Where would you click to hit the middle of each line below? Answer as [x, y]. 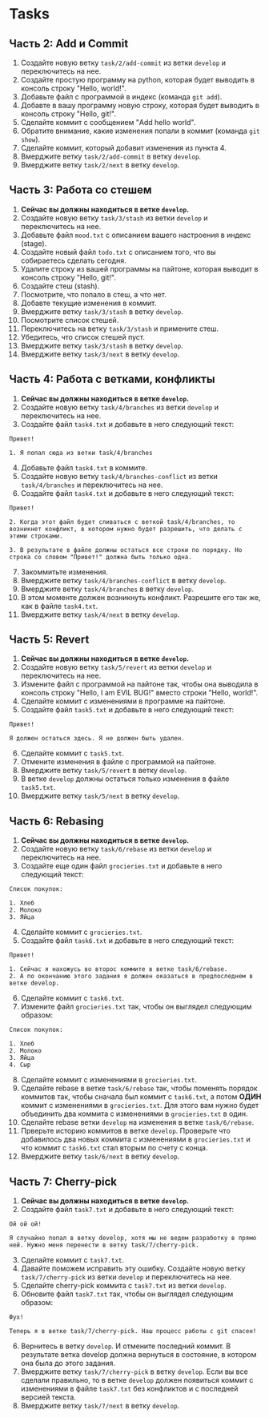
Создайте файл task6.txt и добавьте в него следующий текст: [127, 941]
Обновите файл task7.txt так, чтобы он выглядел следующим [127, 1294]
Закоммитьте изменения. [64, 572]
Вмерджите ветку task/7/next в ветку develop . [100, 1406]
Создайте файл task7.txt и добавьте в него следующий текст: [127, 1210]
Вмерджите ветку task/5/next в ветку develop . [100, 796]
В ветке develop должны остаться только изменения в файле [125, 779]
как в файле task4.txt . [59, 606]
